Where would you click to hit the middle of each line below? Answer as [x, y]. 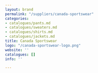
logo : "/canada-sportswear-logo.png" [43, 45]
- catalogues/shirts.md [29, 32]
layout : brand [19, 9]
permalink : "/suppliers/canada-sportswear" [49, 14]
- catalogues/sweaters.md [31, 28]
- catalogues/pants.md [28, 23]
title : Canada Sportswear [31, 41]
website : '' [17, 50]
